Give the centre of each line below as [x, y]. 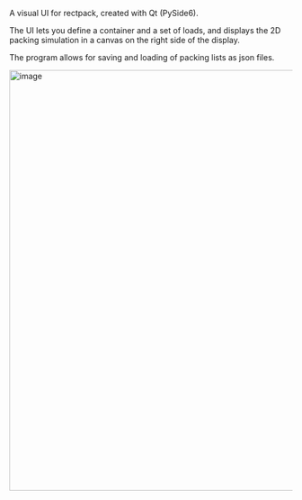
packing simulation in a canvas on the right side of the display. [124, 40]
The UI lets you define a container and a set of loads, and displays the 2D [145, 30]
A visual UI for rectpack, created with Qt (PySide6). [104, 13]
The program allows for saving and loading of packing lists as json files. [142, 57]
